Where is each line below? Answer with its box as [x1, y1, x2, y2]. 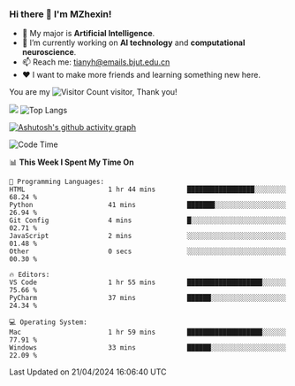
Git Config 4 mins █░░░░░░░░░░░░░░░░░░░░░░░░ [9, 216, 287, 225]
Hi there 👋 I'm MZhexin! [9, 8, 112, 20]
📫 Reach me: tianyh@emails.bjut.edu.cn [21, 57, 170, 67]
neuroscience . [21, 47, 77, 58]
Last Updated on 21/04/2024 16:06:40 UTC [9, 367, 167, 377]
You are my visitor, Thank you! [9, 87, 178, 97]
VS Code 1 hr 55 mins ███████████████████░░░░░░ [9, 278, 287, 287]
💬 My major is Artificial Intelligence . [21, 28, 155, 39]
